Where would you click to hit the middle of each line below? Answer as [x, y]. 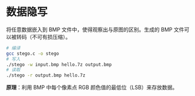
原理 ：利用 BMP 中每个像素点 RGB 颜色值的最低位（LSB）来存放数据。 [92, 87]
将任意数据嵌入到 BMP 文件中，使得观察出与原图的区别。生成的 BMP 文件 [95, 29]
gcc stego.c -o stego [33, 54]
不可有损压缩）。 [51, 37]
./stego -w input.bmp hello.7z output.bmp [59, 64]
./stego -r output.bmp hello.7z [46, 75]
